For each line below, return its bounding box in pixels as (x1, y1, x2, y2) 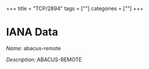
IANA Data (6, 26, 58, 39)
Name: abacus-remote (6, 44, 61, 51)
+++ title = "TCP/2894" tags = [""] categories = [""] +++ (6, 5, 144, 12)
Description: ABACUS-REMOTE (6, 56, 82, 63)
